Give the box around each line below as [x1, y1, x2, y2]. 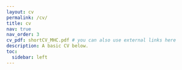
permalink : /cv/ [6, 15, 48, 21]
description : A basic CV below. [6, 43, 89, 49]
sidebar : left [12, 54, 48, 60]
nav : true [6, 26, 32, 32]
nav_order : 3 [6, 32, 40, 38]
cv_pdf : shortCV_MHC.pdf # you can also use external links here [6, 37, 176, 43]
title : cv [6, 20, 32, 26]
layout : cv [6, 9, 34, 15]
